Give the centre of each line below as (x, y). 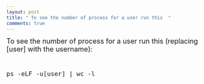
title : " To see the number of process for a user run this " (89, 18)
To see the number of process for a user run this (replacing (102, 41)
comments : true (26, 23)
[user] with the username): (50, 49)
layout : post (23, 12)
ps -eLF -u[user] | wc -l (51, 74)
